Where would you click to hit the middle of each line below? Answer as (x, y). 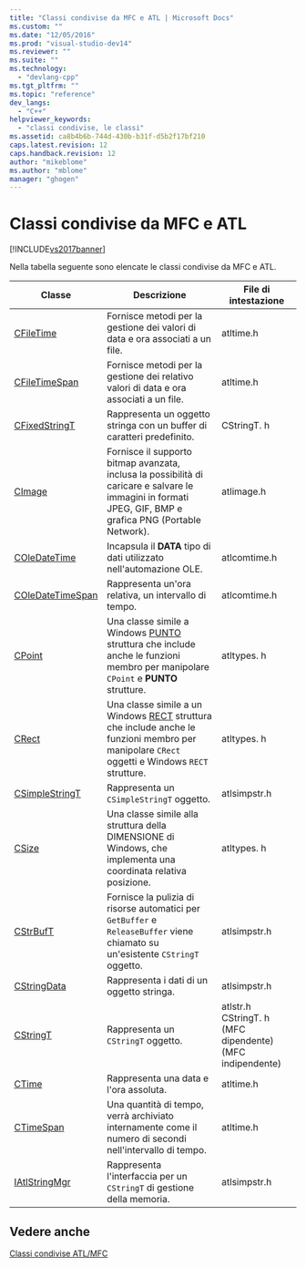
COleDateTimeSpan (56, 595)
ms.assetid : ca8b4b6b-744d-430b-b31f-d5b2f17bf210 (107, 137)
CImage (31, 491)
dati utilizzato (135, 558)
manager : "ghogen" (44, 179)
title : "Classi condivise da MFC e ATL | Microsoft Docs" (122, 18)
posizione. (129, 882)
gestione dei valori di (152, 327)
